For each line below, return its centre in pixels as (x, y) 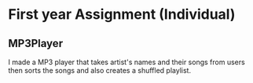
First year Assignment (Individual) (122, 14)
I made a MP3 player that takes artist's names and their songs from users (126, 62)
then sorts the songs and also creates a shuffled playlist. (99, 70)
